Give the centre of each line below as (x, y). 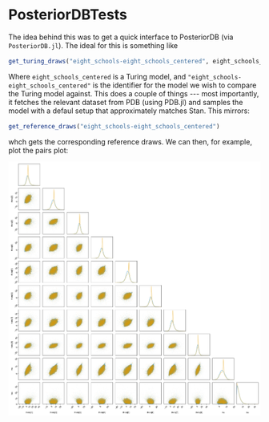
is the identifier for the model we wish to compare (175, 85)
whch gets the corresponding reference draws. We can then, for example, (130, 141)
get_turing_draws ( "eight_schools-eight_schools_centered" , (109, 61)
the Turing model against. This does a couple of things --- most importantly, (134, 93)
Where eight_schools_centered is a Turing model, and (97, 76)
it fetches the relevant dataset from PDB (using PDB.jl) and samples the (126, 102)
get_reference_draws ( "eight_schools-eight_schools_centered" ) (114, 126)
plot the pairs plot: (38, 150)
